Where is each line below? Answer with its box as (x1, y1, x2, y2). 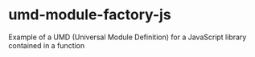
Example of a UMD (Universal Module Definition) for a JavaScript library (8, 32, 247, 42)
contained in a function (8, 40, 85, 50)
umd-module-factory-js (8, 6, 171, 24)
